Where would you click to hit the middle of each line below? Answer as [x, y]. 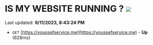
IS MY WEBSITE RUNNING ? [65, 9]
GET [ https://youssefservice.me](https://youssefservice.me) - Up [80, 32]
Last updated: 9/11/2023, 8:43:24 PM [45, 22]
